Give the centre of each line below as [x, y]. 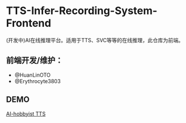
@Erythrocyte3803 [37, 81]
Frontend [29, 23]
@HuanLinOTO [32, 75]
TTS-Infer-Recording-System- [82, 11]
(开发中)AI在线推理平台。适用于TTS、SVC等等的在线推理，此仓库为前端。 [95, 40]
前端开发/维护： [35, 61]
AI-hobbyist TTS [26, 114]
